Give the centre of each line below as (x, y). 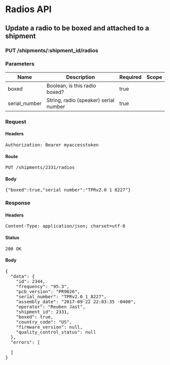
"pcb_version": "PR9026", (48, 291)
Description (80, 77)
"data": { (23, 276)
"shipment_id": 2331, (43, 312)
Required (130, 77)
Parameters (20, 64)
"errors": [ (25, 342)
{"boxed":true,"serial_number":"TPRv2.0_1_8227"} (68, 190)
